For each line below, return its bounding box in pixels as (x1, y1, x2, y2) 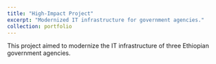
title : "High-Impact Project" (7, 10, 94, 17)
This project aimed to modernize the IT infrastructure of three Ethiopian (7, 42, 210, 50)
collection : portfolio (7, 23, 72, 30)
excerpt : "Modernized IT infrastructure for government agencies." (7, 17, 205, 23)
